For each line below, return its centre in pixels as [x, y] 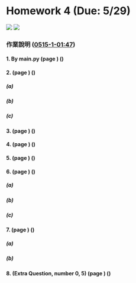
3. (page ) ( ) [21, 131]
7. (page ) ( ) [20, 230]
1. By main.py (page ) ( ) [35, 59]
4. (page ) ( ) [21, 144]
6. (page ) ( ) [21, 171]
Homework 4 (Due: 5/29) [69, 11]
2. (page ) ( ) [21, 73]
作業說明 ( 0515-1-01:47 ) [41, 44]
